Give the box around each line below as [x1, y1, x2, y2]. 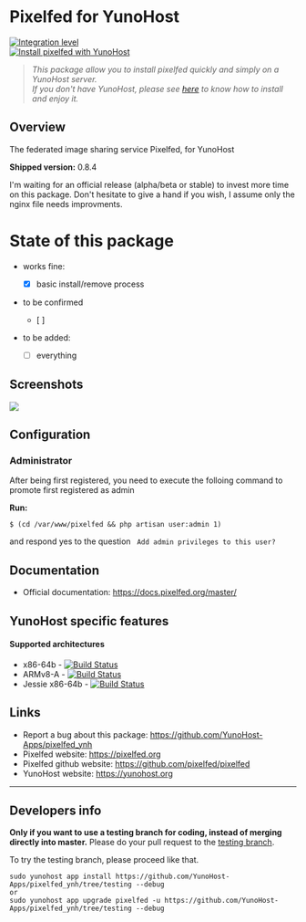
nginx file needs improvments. [9, 198, 123, 209]
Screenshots [9, 377, 84, 393]
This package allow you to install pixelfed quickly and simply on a [31, 64, 280, 75]
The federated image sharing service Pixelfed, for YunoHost [9, 143, 235, 154]
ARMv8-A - [22, 668, 66, 679]
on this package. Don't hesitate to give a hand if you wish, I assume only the [9, 189, 296, 200]
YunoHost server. [31, 73, 97, 84]
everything [36, 350, 77, 361]
